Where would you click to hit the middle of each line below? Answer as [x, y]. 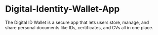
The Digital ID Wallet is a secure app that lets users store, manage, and [77, 22]
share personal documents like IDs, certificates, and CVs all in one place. [79, 27]
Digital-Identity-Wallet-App [62, 9]
